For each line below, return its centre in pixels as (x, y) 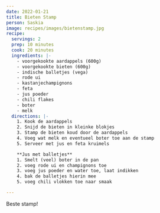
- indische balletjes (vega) (53, 72)
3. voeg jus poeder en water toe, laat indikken (78, 171)
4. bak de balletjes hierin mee (56, 176)
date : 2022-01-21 (27, 12)
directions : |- (30, 116)
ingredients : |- (31, 56)
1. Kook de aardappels (45, 122)
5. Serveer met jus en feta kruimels (63, 143)
